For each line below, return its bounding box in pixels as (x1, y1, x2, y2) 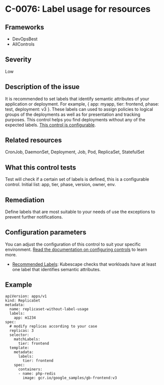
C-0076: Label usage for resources (5, 3, 151, 15)
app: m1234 (14, 315, 36, 320)
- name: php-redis (18, 371, 56, 376)
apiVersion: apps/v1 (5, 294, 47, 299)
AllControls (12, 41, 35, 47)
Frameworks (5, 23, 45, 31)
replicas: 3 (9, 328, 34, 333)
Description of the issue (5, 82, 80, 91)
